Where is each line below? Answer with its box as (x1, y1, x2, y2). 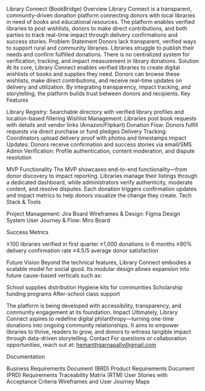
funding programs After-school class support (6, 290, 121, 297)
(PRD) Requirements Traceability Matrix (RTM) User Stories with (6, 371, 168, 379)
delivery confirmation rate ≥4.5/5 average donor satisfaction (6, 247, 159, 254)
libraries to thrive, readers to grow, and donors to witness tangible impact (6, 328, 192, 335)
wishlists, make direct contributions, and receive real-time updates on (6, 77, 182, 84)
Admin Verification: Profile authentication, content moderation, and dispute (6, 147, 195, 154)
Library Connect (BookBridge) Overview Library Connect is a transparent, (6, 6, 192, 12)
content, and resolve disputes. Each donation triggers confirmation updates (6, 185, 197, 192)
